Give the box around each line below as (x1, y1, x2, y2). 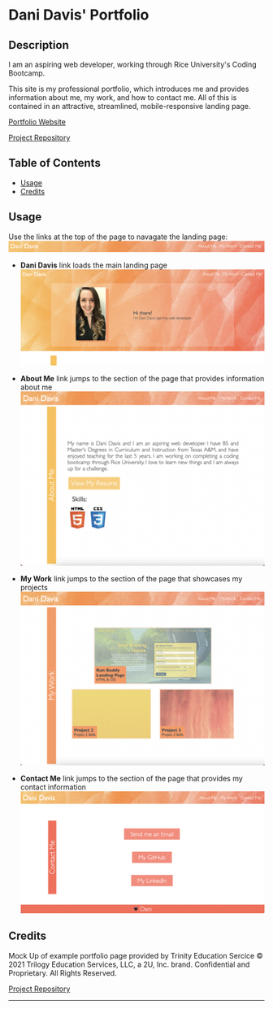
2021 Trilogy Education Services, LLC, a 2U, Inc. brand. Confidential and (8, 959, 250, 969)
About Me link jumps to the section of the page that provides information (19, 374, 265, 384)
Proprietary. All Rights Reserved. (8, 968, 117, 977)
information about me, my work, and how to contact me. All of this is (8, 93, 237, 102)
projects (19, 582, 49, 592)
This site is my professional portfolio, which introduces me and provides (8, 84, 249, 94)
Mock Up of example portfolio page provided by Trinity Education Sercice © (8, 950, 264, 960)
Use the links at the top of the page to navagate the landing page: (8, 232, 228, 241)
